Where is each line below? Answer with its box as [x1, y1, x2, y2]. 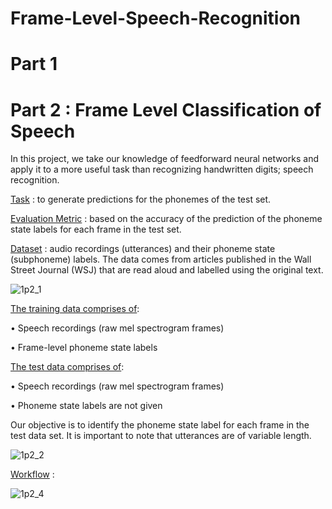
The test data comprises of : [10, 361, 125, 373]
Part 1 [10, 53, 58, 76]
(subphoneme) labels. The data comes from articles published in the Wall [10, 253, 312, 266]
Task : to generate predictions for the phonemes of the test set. [10, 193, 272, 206]
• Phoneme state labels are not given [10, 400, 163, 412]
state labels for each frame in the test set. [10, 223, 182, 236]
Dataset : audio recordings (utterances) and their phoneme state [10, 243, 276, 255]
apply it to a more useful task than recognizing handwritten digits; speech [10, 163, 314, 176]
